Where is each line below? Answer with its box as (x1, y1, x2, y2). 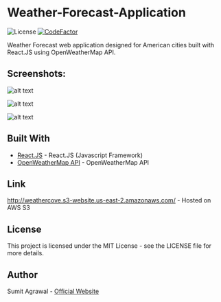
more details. (7, 249, 45, 257)
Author (7, 269, 38, 281)
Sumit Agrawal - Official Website (7, 287, 100, 295)
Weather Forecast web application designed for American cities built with (7, 40, 215, 49)
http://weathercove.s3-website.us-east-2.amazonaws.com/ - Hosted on (7, 196, 211, 205)
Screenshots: (7, 68, 67, 80)
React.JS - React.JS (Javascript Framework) (16, 151, 143, 159)
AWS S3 (7, 204, 31, 212)
